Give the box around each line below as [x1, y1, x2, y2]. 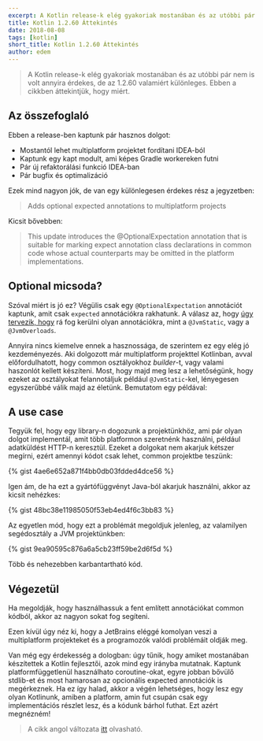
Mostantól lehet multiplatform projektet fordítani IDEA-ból [19, 145, 206, 154]
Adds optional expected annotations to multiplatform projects [27, 201, 227, 210]
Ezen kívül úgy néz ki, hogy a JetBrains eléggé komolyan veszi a [8, 627, 218, 636]
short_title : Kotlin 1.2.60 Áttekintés [8, 41, 139, 49]
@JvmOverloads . [8, 325, 57, 335]
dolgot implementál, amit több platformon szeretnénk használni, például [8, 435, 241, 444]
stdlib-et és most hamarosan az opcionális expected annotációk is [8, 676, 223, 685]
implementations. [27, 257, 84, 266]
